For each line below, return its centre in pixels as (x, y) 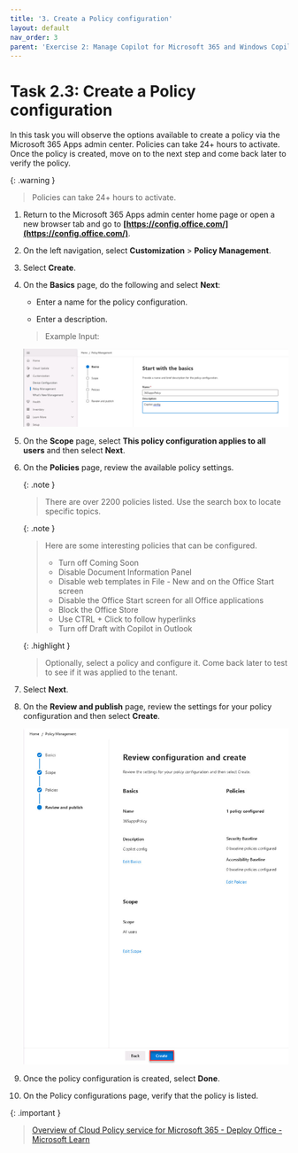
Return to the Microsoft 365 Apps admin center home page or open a (149, 215)
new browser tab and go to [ (75, 224)
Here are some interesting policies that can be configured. (151, 546)
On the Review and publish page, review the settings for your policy (147, 706)
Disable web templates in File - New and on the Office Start (166, 581)
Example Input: (72, 337)
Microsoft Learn (61, 1139)
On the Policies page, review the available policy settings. (128, 467)
